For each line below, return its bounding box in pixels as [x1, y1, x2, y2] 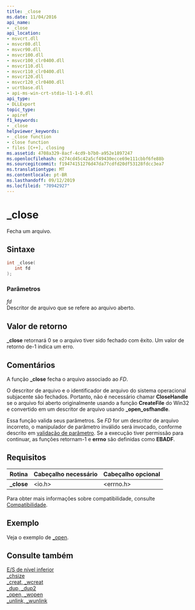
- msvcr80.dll [6, 42, 42, 47]
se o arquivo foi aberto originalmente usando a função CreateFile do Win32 [6, 399, 190, 406]
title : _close [6, 8, 42, 15]
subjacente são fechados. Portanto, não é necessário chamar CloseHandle [6, 393, 189, 400]
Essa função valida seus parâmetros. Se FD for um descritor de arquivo [6, 417, 179, 424]
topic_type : [6, 107, 36, 113]
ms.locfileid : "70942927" [6, 183, 70, 189]
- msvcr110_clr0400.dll [6, 69, 65, 74]
